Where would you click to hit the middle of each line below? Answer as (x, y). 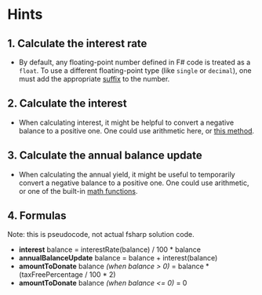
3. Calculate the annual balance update (105, 156)
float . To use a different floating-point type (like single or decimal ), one (135, 71)
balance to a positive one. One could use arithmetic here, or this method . (136, 130)
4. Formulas (37, 216)
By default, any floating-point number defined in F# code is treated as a (135, 62)
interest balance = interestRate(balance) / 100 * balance (110, 249)
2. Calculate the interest (67, 104)
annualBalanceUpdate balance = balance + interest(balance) (118, 258)
